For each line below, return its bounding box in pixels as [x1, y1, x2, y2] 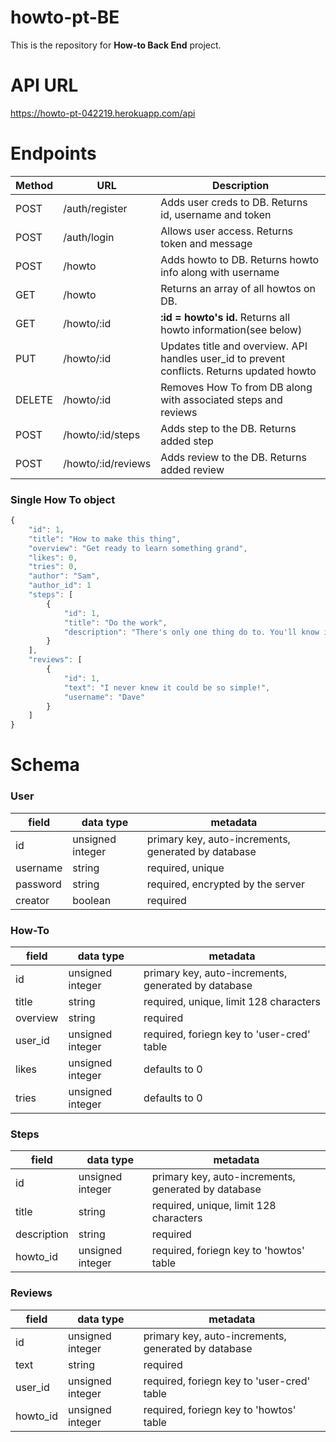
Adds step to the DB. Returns [160, 421, 297, 435]
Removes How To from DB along [160, 380, 313, 394]
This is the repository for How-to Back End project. [10, 39, 222, 51]
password [15, 877, 62, 891]
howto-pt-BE [10, 6, 120, 29]
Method [15, 178, 54, 192]
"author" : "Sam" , [28, 571, 101, 581]
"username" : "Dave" [63, 692, 145, 702]
